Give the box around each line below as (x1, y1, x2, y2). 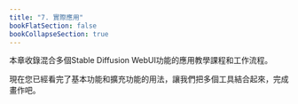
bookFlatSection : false (9, 21, 98, 30)
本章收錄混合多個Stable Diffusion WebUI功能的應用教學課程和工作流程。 (9, 55, 273, 66)
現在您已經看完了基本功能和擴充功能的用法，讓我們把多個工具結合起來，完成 (9, 74, 289, 84)
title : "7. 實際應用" (9, 12, 84, 22)
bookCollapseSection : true (9, 29, 109, 38)
